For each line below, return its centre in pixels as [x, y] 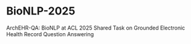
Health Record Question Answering [50, 34]
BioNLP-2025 [41, 11]
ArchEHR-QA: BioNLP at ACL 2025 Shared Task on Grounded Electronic [96, 28]
